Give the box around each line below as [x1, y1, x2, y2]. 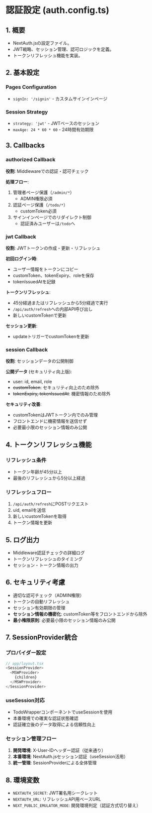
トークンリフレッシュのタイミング [12, 556, 83, 562]
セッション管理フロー [5, 735, 57, 742]
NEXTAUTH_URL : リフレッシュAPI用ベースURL [12, 796, 101, 802]
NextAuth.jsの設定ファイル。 [12, 40, 72, 46]
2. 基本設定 [5, 68, 40, 77]
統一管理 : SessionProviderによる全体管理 [12, 760, 97, 766]
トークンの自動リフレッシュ [12, 598, 70, 604]
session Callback [5, 346, 48, 353]
